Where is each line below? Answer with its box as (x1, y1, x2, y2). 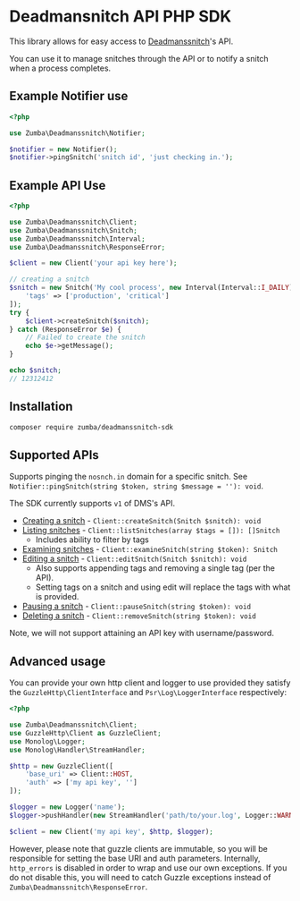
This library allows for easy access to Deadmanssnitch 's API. (9, 36, 234, 47)
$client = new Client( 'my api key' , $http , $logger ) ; (9, 827, 214, 836)
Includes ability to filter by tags (35, 534, 149, 545)
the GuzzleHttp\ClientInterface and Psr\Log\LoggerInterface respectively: (9, 687, 287, 698)
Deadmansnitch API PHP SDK (9, 6, 232, 27)
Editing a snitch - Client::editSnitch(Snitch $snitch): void (21, 553, 247, 565)
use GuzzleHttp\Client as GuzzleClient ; (9, 728, 162, 737)
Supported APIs (9, 447, 100, 463)
